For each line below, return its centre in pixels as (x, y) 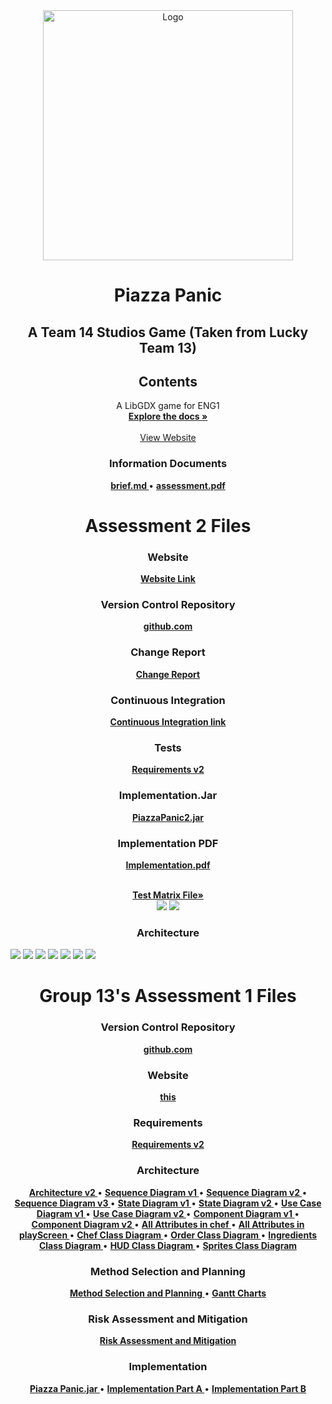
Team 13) (168, 347)
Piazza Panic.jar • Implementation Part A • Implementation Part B (168, 1388)
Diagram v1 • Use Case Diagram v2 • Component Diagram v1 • (168, 1213)
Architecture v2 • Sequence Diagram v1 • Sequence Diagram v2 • (168, 1192)
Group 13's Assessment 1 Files (168, 996)
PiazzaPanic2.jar (168, 817)
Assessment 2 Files (168, 525)
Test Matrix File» (168, 895)
